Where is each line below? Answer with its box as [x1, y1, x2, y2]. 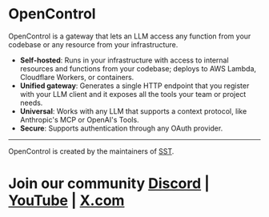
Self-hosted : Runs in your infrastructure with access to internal [19, 55, 230, 65]
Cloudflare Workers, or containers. [19, 72, 134, 82]
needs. [19, 98, 43, 107]
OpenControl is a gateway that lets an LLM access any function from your [8, 31, 251, 41]
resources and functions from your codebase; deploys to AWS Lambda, [19, 63, 257, 73]
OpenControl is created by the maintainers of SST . [8, 146, 175, 156]
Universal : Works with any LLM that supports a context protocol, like [19, 106, 247, 116]
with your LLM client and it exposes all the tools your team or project [19, 89, 247, 98]
